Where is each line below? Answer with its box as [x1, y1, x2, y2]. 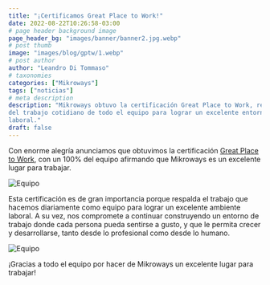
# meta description [8, 94, 74, 102]
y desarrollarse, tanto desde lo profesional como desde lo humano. [8, 228, 231, 238]
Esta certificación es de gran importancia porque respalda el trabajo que [8, 193, 248, 203]
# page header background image [8, 26, 117, 35]
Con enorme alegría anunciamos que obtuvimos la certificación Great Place [8, 145, 259, 155]
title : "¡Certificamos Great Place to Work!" [8, 11, 163, 20]
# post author [8, 57, 56, 65]
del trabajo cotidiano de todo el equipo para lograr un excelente [8, 109, 239, 117]
